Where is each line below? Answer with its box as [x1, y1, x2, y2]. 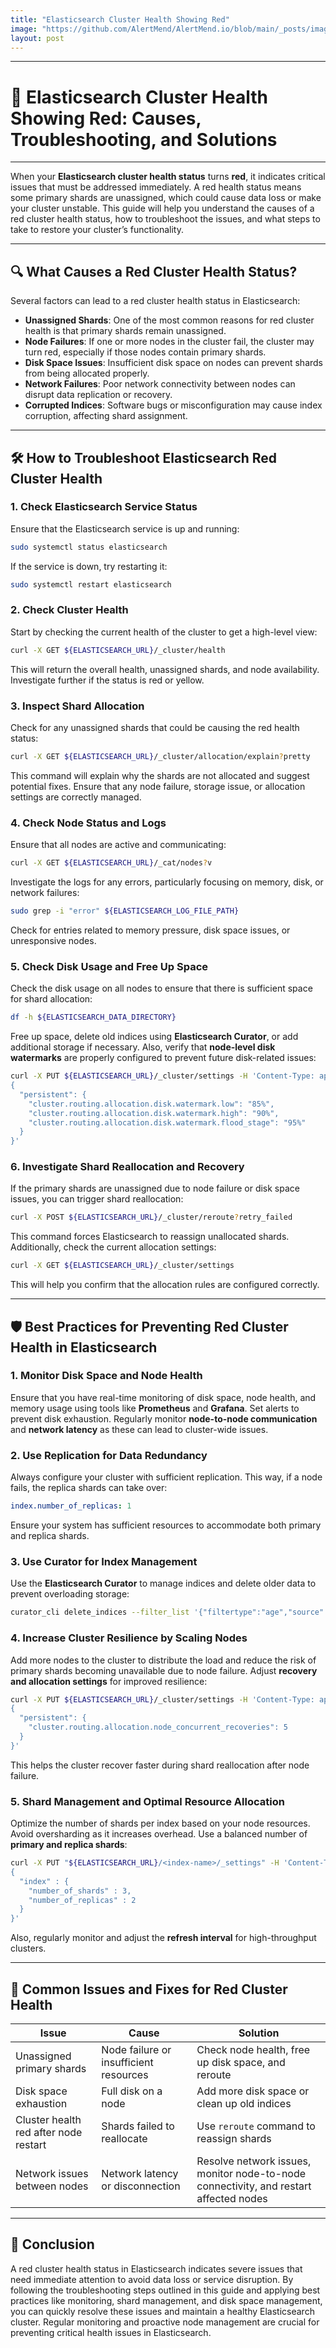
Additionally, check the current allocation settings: [10, 1241, 217, 1253]
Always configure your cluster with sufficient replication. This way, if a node [10, 1471, 323, 1483]
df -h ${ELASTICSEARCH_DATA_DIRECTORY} [10, 1012, 177, 1023]
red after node [15, 2125, 83, 2139]
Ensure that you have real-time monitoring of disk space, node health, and [10, 1391, 317, 1403]
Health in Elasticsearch [10, 1339, 158, 1356]
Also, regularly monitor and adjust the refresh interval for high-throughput [10, 1932, 317, 1944]
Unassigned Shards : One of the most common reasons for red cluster [24, 314, 315, 326]
